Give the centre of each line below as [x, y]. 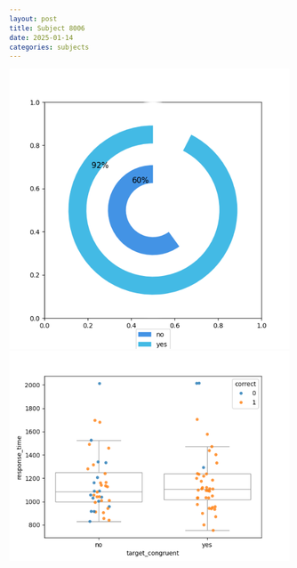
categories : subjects [49, 47]
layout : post [33, 19]
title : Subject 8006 [48, 28]
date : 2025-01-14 [41, 37]
